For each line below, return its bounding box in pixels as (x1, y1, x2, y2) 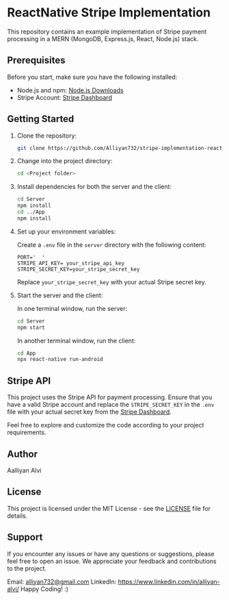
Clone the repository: (16, 132, 77, 140)
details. (7, 512, 28, 520)
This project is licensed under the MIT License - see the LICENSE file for (7, 504, 211, 512)
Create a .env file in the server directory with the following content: (16, 240, 206, 249)
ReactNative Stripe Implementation (7, 5, 211, 21)
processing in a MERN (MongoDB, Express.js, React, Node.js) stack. (7, 34, 199, 42)
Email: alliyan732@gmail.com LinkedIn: (7, 577, 117, 586)
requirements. (7, 428, 46, 436)
